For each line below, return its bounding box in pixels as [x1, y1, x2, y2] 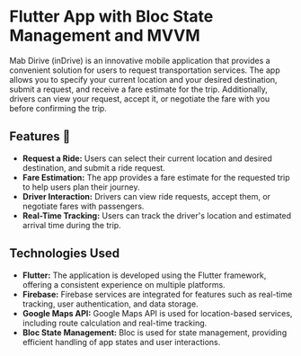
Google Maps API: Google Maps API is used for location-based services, [22, 307, 293, 318]
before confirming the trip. [9, 102, 108, 113]
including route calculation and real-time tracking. [22, 317, 208, 328]
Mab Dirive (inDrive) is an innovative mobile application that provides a [9, 55, 271, 66]
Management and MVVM [9, 25, 200, 46]
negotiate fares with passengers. [22, 200, 145, 211]
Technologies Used [9, 245, 120, 262]
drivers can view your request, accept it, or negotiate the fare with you [9, 93, 270, 104]
